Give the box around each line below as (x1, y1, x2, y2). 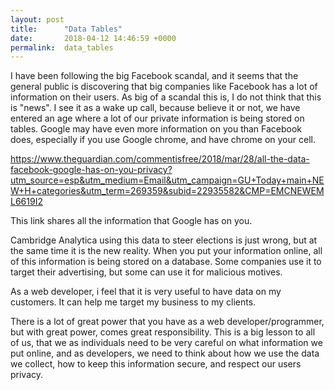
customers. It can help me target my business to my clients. (10, 296, 257, 308)
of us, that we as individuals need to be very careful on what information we (10, 337, 323, 349)
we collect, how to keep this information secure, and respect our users (10, 358, 302, 370)
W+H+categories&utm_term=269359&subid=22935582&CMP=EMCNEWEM (10, 185, 325, 197)
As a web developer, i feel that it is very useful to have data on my (10, 286, 282, 298)
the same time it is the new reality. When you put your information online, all (10, 245, 323, 257)
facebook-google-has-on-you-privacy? (10, 164, 173, 176)
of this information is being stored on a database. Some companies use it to (10, 256, 322, 268)
